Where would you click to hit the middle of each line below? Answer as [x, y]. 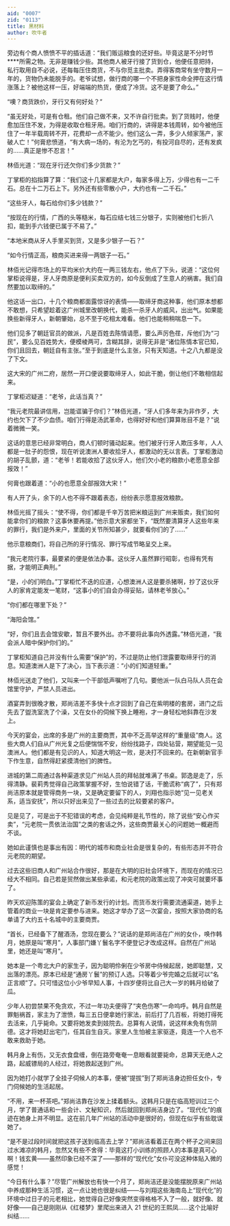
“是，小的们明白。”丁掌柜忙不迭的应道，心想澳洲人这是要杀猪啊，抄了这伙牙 [113, 582]
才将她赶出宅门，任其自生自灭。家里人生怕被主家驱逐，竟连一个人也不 [124, 1032]
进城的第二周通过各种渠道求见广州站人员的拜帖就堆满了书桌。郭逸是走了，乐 [115, 776]
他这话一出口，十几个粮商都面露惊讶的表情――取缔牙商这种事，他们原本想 [112, 302]
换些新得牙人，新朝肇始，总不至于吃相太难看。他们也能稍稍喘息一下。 [106, 319]
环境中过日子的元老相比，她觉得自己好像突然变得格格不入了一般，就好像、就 [115, 1199]
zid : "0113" [24, 20]
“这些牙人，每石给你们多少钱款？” [55, 203]
